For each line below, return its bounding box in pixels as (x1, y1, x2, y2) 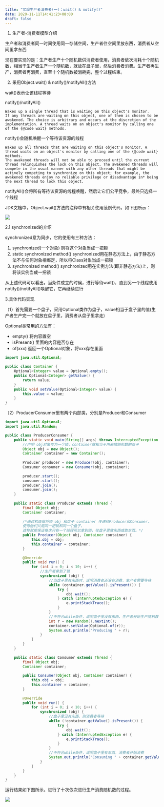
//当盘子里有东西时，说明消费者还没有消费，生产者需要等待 (48, 578, 151, 583)
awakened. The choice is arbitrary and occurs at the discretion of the (5, 118, 156, 122)
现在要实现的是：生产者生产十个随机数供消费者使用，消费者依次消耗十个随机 (5, 57, 159, 63)
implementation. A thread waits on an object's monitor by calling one (5, 122, 154, 127)
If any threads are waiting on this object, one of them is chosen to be (5, 113, 159, 118)
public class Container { (5, 364, 58, 369)
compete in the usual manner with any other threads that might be (5, 166, 145, 171)
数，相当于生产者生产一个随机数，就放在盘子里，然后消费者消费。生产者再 (5, 63, 155, 69)
